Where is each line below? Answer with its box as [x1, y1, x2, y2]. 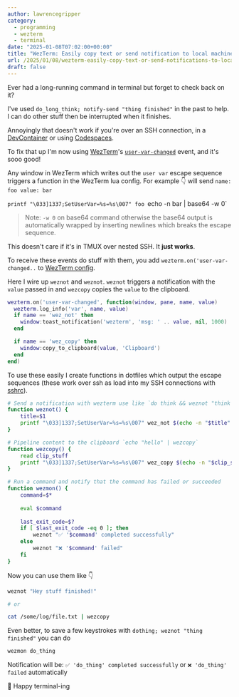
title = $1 [20, 413, 46, 420]
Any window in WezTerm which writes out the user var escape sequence [7, 168, 223, 177]
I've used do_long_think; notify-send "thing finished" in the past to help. [7, 104, 230, 113]
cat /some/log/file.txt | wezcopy [7, 614, 110, 621]
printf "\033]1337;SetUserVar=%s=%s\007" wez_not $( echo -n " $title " [20, 420, 231, 427]
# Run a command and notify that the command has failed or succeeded [7, 478, 221, 485]
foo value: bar [7, 187, 53, 194]
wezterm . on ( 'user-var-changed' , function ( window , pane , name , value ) [7, 299, 218, 306]
